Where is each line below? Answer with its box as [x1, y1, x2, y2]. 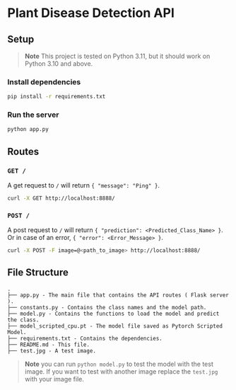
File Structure [7, 267, 69, 279]
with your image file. [24, 374, 85, 383]
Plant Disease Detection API [7, 5, 175, 21]
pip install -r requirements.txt [7, 93, 106, 101]
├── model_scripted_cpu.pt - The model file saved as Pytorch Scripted [7, 322, 223, 330]
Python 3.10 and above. [24, 59, 93, 68]
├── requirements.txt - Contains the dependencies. [7, 335, 163, 342]
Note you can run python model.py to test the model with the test [24, 360, 213, 368]
